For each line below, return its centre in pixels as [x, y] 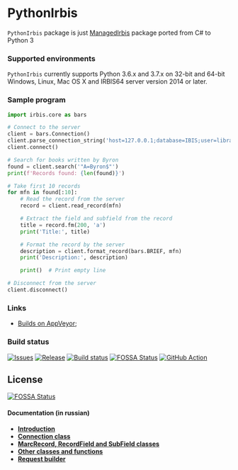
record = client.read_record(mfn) [71, 206]
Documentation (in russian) [49, 413]
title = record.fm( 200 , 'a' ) [63, 225]
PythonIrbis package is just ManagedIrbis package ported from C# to [109, 33]
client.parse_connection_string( [57, 141]
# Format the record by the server [73, 245]
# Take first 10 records [44, 186]
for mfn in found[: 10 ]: [42, 193]
